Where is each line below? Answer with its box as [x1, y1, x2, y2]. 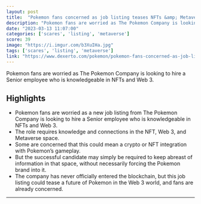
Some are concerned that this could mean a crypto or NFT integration [14, 141, 187, 148]
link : [6, 53, 20, 59]
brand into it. [14, 166, 47, 173]
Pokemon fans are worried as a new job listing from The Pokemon [14, 109, 178, 117]
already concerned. [14, 185, 64, 193]
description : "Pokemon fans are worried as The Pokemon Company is [6, 20, 178, 26]
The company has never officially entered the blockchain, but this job [14, 173, 185, 180]
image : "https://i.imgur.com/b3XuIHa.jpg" [6, 42, 114, 48]
